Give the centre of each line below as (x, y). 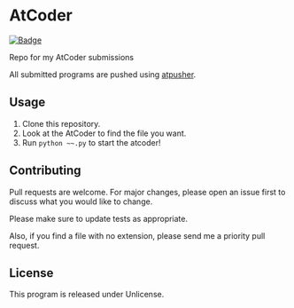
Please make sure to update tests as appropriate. (99, 218)
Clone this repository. (61, 123)
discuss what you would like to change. (81, 201)
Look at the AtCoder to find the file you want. (104, 133)
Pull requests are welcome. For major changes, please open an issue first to (147, 192)
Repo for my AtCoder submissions (72, 57)
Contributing (45, 171)
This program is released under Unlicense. (87, 295)
